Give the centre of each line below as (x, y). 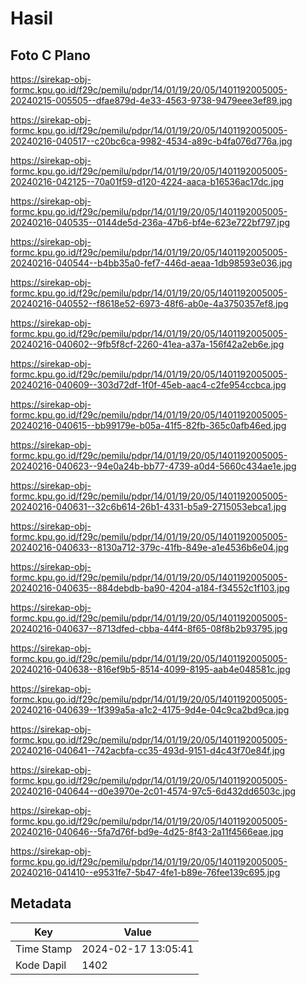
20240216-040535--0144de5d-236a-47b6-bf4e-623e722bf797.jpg (150, 222)
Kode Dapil (41, 965)
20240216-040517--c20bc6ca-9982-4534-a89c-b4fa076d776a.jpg (151, 141)
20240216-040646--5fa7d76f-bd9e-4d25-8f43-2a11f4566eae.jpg (147, 831)
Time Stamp (44, 949)
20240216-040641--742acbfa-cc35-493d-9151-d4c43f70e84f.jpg (148, 750)
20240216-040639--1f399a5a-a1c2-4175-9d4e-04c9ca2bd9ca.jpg (150, 710)
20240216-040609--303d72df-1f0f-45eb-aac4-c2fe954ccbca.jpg (148, 385)
